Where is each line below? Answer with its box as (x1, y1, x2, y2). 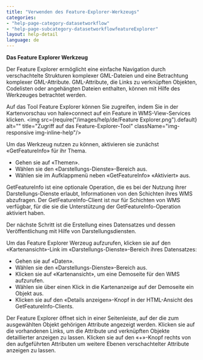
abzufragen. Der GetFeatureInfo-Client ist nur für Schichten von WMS (6, 197, 181, 203)
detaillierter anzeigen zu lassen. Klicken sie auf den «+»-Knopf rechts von (6, 334, 191, 341)
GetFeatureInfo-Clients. (15, 303, 74, 310)
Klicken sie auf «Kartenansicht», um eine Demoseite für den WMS (15, 271, 180, 277)
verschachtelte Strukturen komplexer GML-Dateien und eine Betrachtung (6, 72, 188, 79)
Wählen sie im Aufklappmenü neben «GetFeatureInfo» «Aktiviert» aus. (15, 172, 191, 179)
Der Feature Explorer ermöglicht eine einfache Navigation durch (6, 66, 166, 73)
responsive (6, 129, 35, 136)
